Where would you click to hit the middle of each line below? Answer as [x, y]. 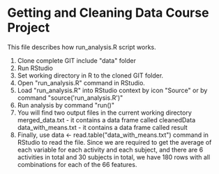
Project [29, 28]
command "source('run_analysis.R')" [70, 97]
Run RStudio [35, 68]
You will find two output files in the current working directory [104, 113]
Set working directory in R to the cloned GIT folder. [90, 75]
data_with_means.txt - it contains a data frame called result [103, 127]
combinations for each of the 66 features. [77, 164]
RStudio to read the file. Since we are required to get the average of [114, 142]
